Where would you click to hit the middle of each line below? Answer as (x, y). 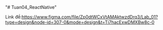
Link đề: (13, 17)
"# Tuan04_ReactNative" (31, 7)
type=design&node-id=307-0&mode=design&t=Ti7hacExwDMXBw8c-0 (80, 22)
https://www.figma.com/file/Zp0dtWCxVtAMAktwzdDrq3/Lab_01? (90, 17)
